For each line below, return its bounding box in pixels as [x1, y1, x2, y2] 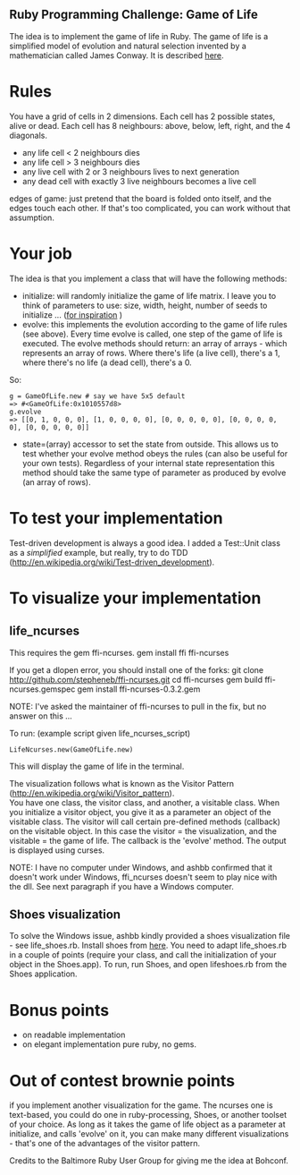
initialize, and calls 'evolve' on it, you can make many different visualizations [9, 1128, 289, 1139]
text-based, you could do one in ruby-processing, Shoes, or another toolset [9, 1110, 287, 1120]
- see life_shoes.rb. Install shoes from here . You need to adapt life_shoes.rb [9, 940, 287, 951]
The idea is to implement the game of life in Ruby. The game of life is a [9, 30, 269, 41]
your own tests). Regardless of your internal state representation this [21, 457, 275, 468]
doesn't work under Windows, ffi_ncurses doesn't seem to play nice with [9, 872, 278, 882]
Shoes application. [9, 968, 78, 979]
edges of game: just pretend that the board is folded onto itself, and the [9, 192, 272, 204]
